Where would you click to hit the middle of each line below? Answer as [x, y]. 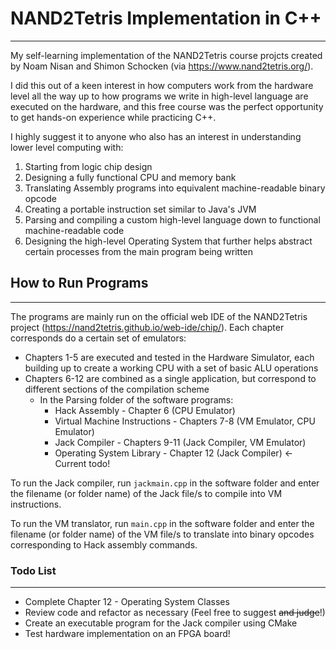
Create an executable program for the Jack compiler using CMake [161, 623]
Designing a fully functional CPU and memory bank [130, 177]
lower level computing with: [67, 147]
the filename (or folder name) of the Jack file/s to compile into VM [146, 493]
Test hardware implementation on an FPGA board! [127, 634]
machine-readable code [74, 230]
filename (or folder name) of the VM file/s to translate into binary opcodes [162, 534]
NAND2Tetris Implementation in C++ [166, 18]
